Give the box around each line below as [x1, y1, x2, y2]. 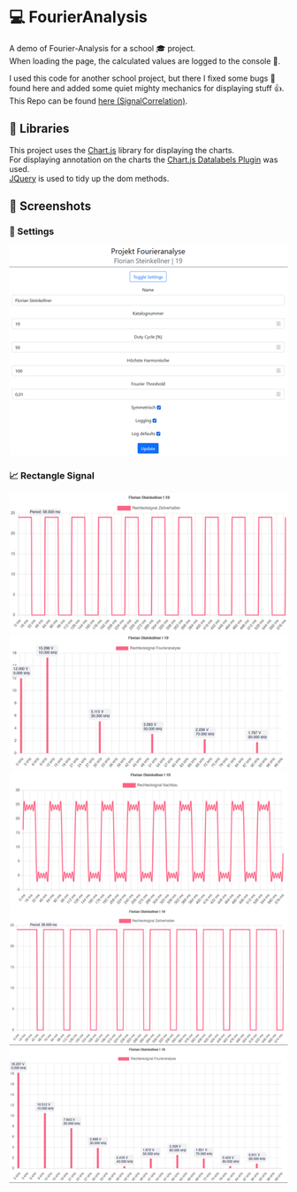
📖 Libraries [9, 121, 70, 136]
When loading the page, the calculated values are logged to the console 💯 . [9, 55, 281, 66]
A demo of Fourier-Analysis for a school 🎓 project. [9, 43, 196, 53]
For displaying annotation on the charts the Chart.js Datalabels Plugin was [9, 154, 278, 165]
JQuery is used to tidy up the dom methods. [9, 173, 170, 183]
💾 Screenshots [9, 199, 92, 214]
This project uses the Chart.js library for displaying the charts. [9, 144, 235, 155]
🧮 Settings [9, 225, 55, 238]
